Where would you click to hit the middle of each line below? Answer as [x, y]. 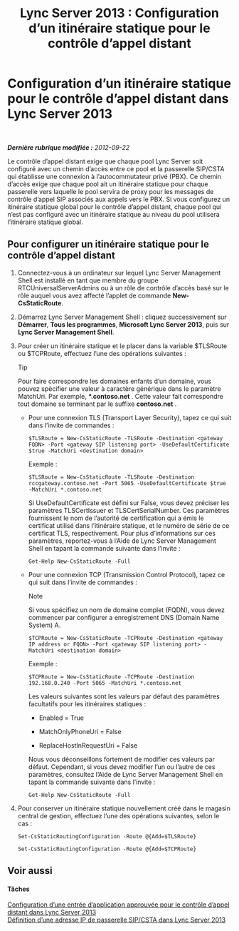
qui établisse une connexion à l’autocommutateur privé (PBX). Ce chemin [115, 176]
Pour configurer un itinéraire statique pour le [108, 244]
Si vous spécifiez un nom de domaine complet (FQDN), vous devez [127, 610]
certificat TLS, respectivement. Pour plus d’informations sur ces [122, 533]
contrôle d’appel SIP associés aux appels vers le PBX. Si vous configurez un [118, 199]
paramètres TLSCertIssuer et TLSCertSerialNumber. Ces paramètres [129, 510]
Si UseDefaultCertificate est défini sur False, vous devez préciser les [129, 503]
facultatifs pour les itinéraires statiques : [87, 703]
